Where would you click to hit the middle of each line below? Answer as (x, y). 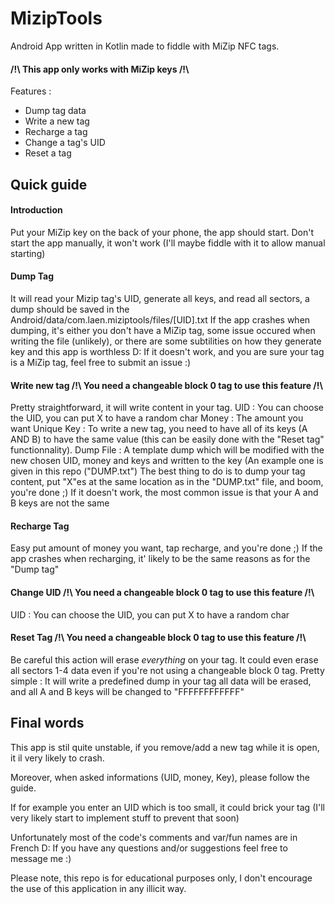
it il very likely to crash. (57, 758)
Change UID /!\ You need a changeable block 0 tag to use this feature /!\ (162, 592)
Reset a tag (48, 153)
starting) (28, 253)
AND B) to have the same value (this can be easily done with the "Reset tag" (167, 439)
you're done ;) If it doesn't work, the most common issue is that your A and (164, 493)
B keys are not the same (60, 503)
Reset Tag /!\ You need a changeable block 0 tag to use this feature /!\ (158, 638)
